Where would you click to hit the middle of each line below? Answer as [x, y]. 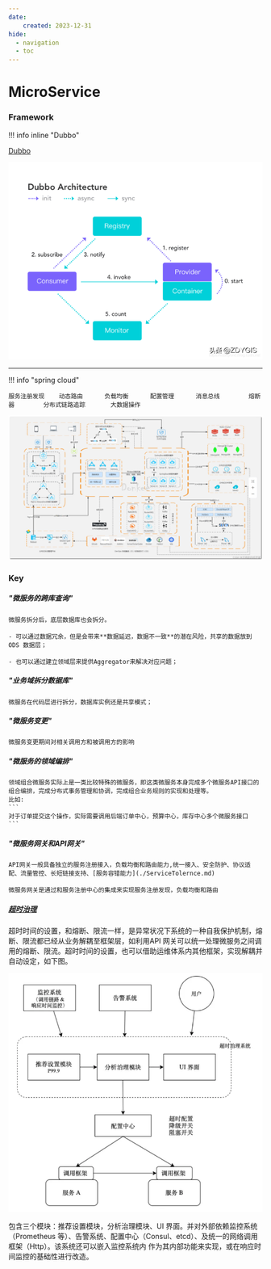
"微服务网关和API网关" [46, 843]
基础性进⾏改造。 [65, 1256]
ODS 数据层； [28, 645]
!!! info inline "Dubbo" [44, 135]
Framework [31, 117]
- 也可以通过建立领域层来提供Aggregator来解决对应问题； [93, 662]
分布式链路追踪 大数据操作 [92, 405]
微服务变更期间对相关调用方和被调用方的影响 [71, 742]
